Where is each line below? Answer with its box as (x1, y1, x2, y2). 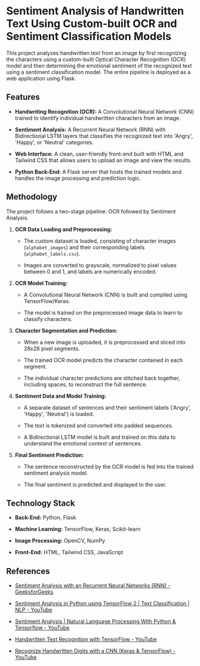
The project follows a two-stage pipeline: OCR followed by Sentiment (6, 207, 176, 215)
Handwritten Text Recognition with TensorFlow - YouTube (14, 636, 157, 643)
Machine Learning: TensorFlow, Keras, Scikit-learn (14, 526, 141, 533)
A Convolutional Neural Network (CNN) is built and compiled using (23, 291, 187, 298)
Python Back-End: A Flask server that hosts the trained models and (14, 168, 182, 175)
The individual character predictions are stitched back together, (23, 374, 180, 381)
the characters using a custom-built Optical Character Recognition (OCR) (6, 56, 186, 63)
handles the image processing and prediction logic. (14, 175, 141, 182)
